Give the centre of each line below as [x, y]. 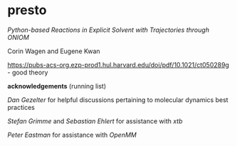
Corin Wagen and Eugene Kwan [54, 51]
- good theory [28, 72]
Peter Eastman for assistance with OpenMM [72, 135]
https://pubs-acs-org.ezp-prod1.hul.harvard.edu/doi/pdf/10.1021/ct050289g [118, 64]
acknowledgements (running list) [57, 86]
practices [21, 107]
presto [27, 10]
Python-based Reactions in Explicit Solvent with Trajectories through [109, 30]
